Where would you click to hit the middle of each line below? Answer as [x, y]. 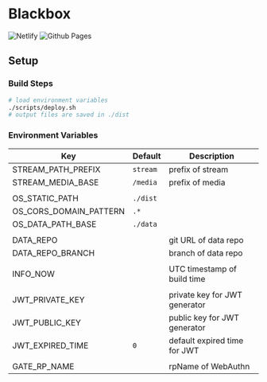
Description [212, 156]
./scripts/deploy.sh [43, 107]
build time [187, 279]
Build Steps [31, 84]
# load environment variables [58, 100]
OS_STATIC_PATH [46, 198]
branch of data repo [206, 253]
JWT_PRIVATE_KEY [48, 299]
